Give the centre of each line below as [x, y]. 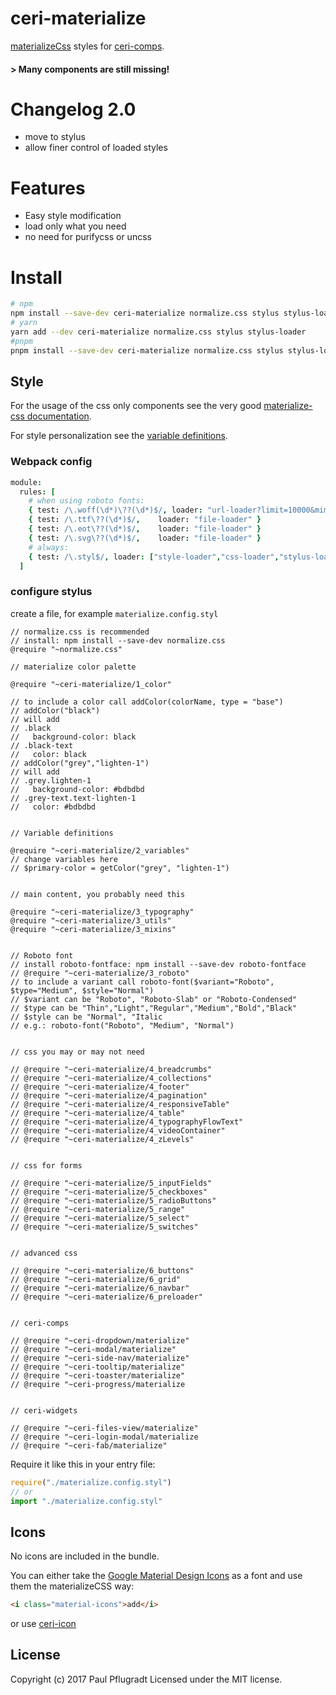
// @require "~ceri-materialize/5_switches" [104, 1227]
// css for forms [46, 1165]
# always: [49, 547]
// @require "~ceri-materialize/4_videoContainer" [118, 1130]
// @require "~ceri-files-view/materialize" [104, 1428]
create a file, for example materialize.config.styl [114, 613]
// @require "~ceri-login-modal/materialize [104, 1437]
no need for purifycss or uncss [88, 237]
